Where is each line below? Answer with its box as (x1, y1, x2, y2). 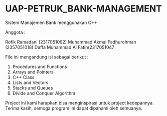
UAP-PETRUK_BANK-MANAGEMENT (5, 3, 162, 14)
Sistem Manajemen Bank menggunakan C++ (5, 19, 98, 25)
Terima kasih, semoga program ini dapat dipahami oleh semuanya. (5, 105, 142, 111)
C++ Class (12, 74, 35, 80)
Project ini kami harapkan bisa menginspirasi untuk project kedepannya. (5, 99, 154, 105)
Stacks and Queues (12, 84, 53, 90)
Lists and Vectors (12, 79, 49, 85)
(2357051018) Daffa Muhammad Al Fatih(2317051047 (5, 44, 115, 50)
